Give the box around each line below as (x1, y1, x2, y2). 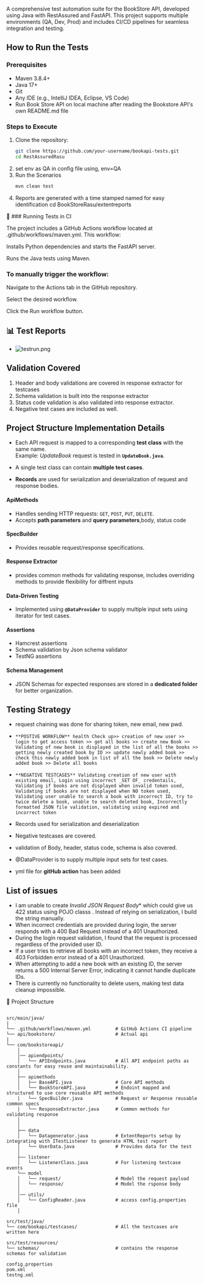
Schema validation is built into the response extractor (15, 392, 149, 399)
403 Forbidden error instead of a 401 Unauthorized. (15, 954, 145, 961)
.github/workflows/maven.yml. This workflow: (6, 231, 121, 238)
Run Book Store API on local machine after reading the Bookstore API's (15, 100, 194, 108)
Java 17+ (15, 81, 38, 88)
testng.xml (6, 1272, 34, 1278)
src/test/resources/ (6, 1240, 59, 1246)
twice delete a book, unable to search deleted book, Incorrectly (15, 799, 188, 805)
